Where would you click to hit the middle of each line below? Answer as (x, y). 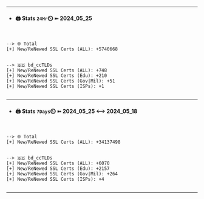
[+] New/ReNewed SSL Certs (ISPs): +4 (55, 180)
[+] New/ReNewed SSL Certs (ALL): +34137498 (63, 142)
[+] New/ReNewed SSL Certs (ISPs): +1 (55, 86)
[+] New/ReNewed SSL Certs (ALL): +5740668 (62, 49)
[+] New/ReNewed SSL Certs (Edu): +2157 (58, 169)
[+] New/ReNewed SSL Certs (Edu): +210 (57, 76)
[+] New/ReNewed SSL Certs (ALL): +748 (57, 70)
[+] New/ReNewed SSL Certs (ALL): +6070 (58, 164)
